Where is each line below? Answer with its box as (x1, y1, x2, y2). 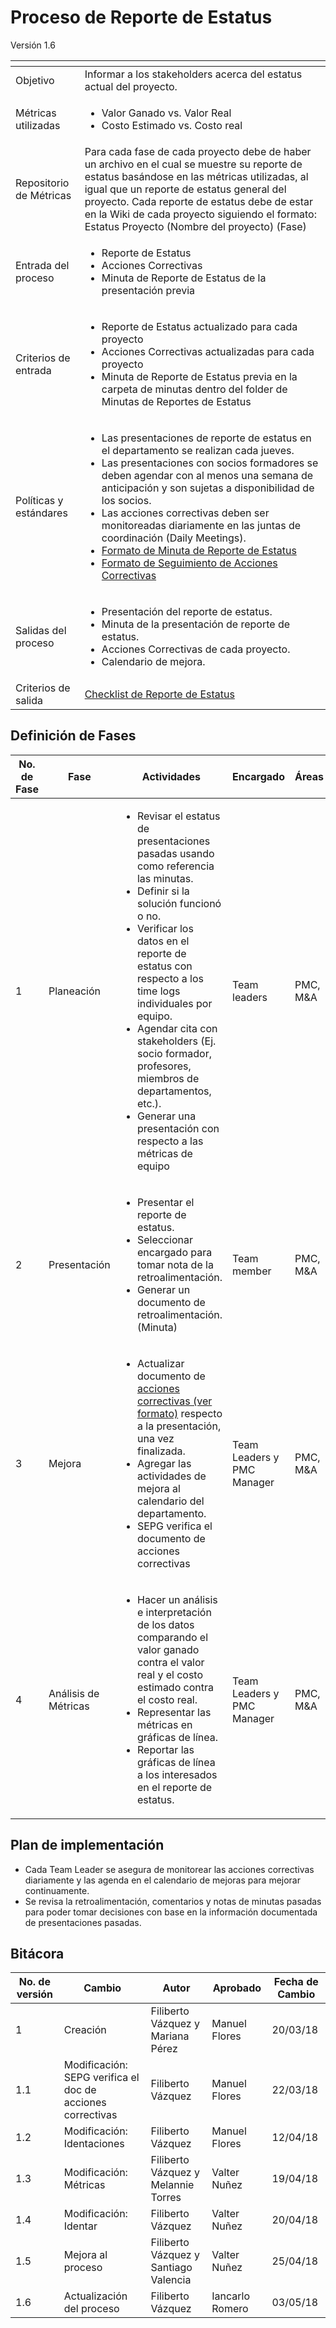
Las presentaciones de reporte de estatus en (101, 431, 312, 445)
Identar (63, 2219, 98, 2233)
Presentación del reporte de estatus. (101, 604, 273, 618)
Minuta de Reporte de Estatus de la (101, 271, 267, 285)
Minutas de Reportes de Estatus (101, 394, 252, 408)
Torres (150, 2191, 182, 2205)
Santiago (150, 2261, 193, 2275)
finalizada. (136, 1444, 186, 1458)
